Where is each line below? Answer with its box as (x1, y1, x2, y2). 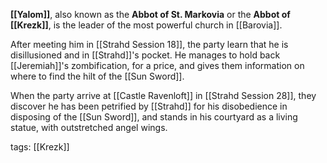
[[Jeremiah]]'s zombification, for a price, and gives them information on (10, 60, 305, 71)
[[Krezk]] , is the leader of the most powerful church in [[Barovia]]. (10, 19, 283, 31)
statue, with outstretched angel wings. (10, 122, 168, 133)
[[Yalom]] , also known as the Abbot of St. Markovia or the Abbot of (10, 9, 291, 20)
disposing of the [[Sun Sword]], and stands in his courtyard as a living (10, 111, 298, 123)
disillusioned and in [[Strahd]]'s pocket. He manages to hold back (10, 49, 281, 61)
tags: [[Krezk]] (10, 141, 70, 153)
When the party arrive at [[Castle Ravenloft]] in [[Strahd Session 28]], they (10, 90, 317, 101)
